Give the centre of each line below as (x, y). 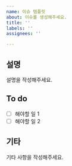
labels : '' (20, 28)
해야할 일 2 (27, 121)
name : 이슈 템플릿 (26, 12)
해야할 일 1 (27, 114)
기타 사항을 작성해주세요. (35, 157)
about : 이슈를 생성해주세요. (37, 17)
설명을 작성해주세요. (29, 79)
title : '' (18, 23)
